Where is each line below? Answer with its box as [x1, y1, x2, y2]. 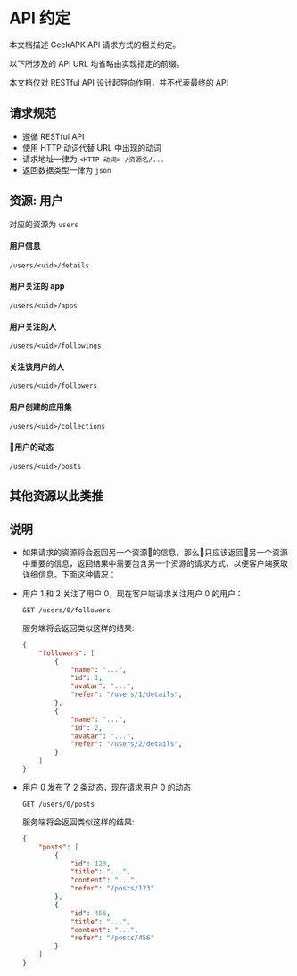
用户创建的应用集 [9, 401, 72, 412]
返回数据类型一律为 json [21, 164, 111, 175]
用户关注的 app [9, 281, 65, 291]
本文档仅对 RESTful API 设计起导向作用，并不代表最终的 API [9, 77, 229, 87]
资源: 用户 [9, 193, 63, 209]
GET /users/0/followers [21, 605, 111, 615]
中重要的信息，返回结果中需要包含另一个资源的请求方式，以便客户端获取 [21, 558, 288, 569]
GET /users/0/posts [21, 800, 95, 808]
